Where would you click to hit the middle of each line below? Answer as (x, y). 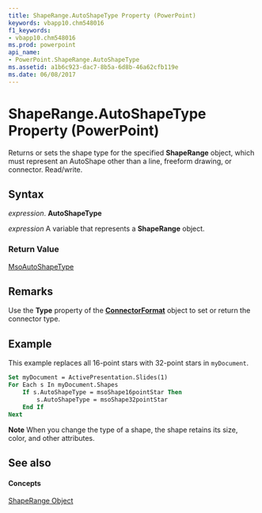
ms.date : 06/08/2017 (42, 75)
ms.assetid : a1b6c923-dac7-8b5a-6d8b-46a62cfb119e (93, 67)
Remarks (31, 291)
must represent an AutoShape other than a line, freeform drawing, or (120, 161)
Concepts (25, 483)
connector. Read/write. (46, 169)
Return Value (34, 249)
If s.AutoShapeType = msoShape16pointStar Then (102, 392)
